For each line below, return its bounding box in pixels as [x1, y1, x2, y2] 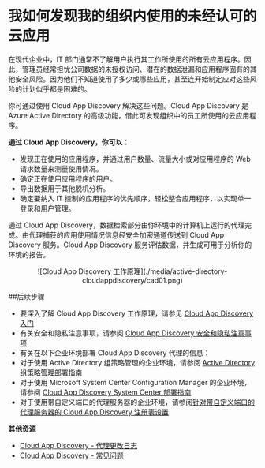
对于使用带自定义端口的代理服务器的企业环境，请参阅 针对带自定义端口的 [19, 397, 255, 406]
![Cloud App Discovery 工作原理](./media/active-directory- [37, 266, 228, 276]
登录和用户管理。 [19, 203, 76, 213]
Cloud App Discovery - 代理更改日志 [19, 440, 138, 450]
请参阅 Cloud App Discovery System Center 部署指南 [19, 388, 192, 397]
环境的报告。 [8, 249, 50, 259]
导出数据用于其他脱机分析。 [19, 183, 110, 193]
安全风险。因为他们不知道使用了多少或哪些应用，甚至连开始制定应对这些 [14, 74, 250, 84]
